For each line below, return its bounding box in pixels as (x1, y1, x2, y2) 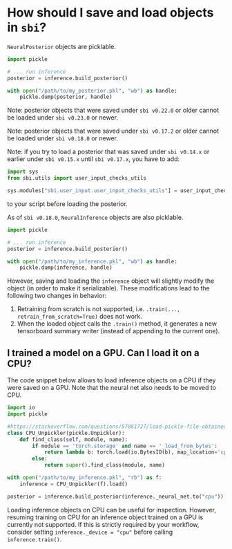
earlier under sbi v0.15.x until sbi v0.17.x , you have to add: (7, 155, 180, 163)
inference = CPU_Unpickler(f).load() (19, 481, 128, 487)
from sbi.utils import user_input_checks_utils (7, 175, 147, 182)
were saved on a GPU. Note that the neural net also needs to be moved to (7, 384, 216, 392)
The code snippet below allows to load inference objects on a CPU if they (7, 376, 216, 384)
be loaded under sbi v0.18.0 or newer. (7, 134, 119, 142)
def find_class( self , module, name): (19, 436, 128, 443)
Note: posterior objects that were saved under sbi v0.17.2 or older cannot (7, 127, 220, 136)
